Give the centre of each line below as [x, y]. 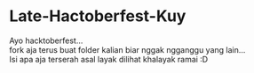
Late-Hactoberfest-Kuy [98, 16]
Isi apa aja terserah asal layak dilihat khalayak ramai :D [109, 59]
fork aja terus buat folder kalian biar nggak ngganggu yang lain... [127, 49]
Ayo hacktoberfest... [46, 40]
